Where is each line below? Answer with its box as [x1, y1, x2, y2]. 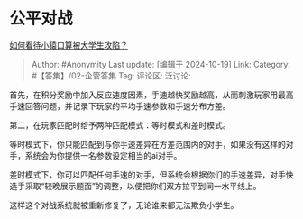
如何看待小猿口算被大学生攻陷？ [9, 40, 128, 50]
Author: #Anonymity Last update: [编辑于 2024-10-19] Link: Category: [31, 59, 291, 69]
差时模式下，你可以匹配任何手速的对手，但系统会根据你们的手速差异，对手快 [9, 169, 294, 180]
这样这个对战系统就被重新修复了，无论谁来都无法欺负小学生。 [9, 199, 239, 210]
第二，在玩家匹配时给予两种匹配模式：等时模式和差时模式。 [9, 119, 231, 131]
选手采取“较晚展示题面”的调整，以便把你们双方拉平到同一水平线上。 [9, 180, 262, 191]
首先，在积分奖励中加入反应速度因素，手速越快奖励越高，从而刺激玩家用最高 [9, 89, 294, 100]
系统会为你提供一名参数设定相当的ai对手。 [24, 150, 182, 160]
